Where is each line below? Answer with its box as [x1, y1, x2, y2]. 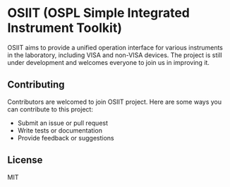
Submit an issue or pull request [17, 119, 108, 127]
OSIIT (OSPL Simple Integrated [7, 5, 190, 21]
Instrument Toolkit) [7, 20, 122, 36]
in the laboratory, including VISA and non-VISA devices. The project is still [7, 51, 222, 59]
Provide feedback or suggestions [17, 133, 114, 142]
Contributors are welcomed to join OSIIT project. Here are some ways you [7, 97, 222, 106]
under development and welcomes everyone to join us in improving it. [7, 58, 210, 66]
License [7, 154, 43, 167]
